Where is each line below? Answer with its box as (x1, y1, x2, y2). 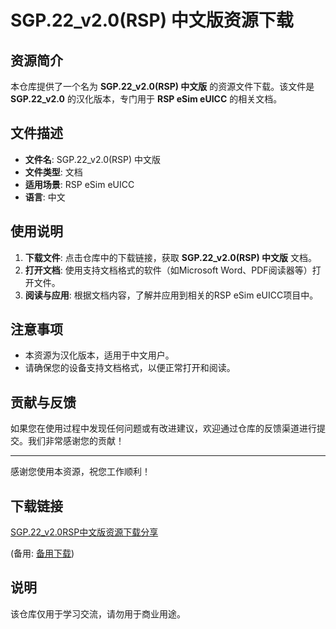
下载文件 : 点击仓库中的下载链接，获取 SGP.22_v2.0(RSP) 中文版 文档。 (24, 251, 318, 263)
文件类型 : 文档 (24, 166, 83, 178)
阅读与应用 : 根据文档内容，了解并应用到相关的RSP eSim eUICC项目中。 (24, 289, 319, 301)
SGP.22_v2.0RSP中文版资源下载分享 (10, 526, 159, 538)
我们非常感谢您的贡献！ (27, 435, 125, 447)
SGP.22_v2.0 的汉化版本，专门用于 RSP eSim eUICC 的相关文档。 (10, 93, 283, 105)
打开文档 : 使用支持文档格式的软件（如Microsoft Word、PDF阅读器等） (24, 264, 313, 276)
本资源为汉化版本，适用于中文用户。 (24, 349, 175, 361)
